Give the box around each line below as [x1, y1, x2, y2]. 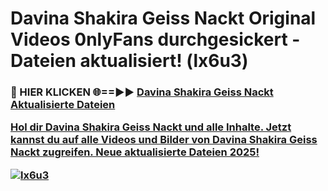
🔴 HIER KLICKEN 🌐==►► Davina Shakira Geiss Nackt [10, 85, 274, 99]
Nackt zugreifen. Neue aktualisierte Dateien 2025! [10, 145, 260, 159]
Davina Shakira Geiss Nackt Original [10, 7, 317, 30]
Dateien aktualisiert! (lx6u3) [10, 50, 249, 72]
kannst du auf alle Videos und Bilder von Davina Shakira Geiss [10, 133, 318, 147]
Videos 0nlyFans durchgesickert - [10, 28, 301, 51]
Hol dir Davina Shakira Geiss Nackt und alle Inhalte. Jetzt [10, 120, 292, 134]
